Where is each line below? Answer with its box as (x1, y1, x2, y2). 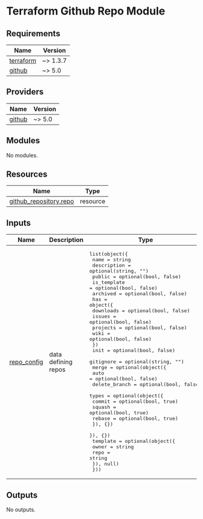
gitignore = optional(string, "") (89, 359, 184, 365)
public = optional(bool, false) (92, 273, 181, 280)
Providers (6, 86, 44, 97)
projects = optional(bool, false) (92, 325, 187, 331)
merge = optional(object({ (92, 364, 167, 371)
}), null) (92, 461, 120, 467)
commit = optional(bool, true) (92, 398, 178, 405)
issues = (92, 313, 117, 320)
